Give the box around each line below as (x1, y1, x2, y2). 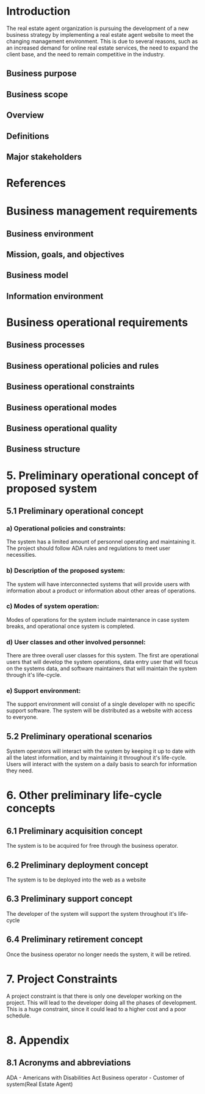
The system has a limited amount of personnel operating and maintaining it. (6, 538, 196, 546)
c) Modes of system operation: (6, 602, 99, 611)
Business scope (6, 89, 68, 99)
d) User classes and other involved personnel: (6, 638, 146, 646)
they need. (6, 767, 34, 774)
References (6, 176, 66, 191)
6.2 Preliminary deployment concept (6, 859, 148, 870)
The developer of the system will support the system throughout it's (6, 910, 177, 917)
